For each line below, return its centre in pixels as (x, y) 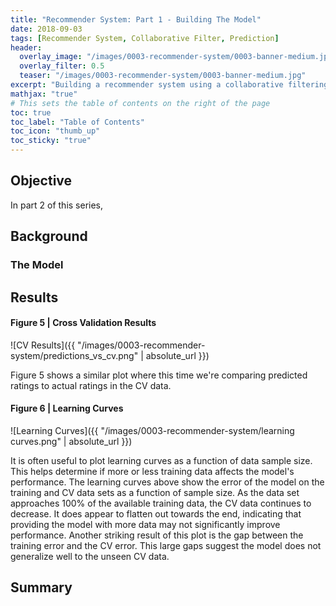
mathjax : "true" (44, 94)
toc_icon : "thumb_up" (55, 131)
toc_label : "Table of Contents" (77, 122)
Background (49, 236)
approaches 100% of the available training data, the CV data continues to (161, 503)
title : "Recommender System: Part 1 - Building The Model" (136, 19)
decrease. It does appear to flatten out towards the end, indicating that (156, 513)
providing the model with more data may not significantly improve (145, 524)
